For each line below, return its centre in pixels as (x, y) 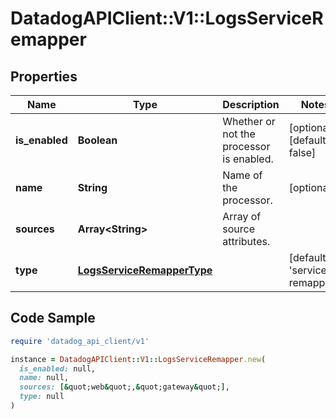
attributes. (246, 241)
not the (239, 134)
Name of (242, 175)
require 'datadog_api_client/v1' (80, 341)
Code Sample (53, 318)
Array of (242, 216)
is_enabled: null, (58, 368)
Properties (44, 76)
